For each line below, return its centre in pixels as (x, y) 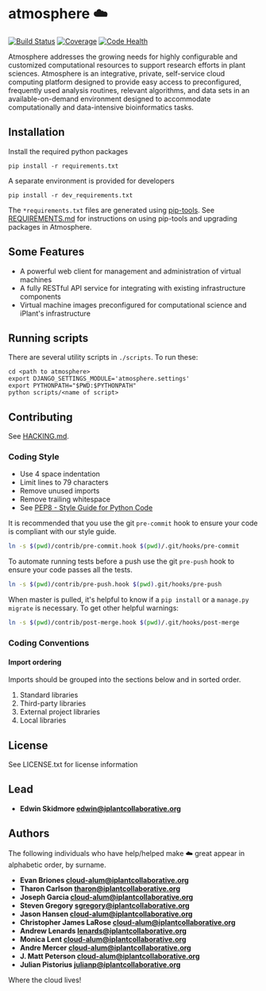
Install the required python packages (68, 151)
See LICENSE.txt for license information (73, 765)
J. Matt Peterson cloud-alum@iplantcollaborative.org (110, 956)
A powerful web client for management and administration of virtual (130, 271)
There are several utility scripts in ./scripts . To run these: (103, 358)
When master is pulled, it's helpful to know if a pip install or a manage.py (129, 600)
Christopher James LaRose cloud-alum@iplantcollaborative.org (127, 922)
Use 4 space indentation (60, 474)
